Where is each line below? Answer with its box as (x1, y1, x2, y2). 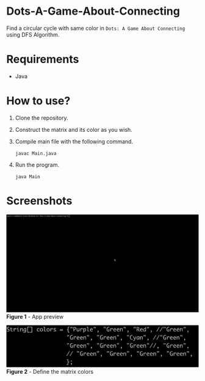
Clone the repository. (15, 114, 68, 122)
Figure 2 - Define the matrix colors (6, 368, 93, 376)
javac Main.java (15, 150, 57, 156)
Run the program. (15, 161, 60, 169)
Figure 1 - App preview (6, 313, 64, 321)
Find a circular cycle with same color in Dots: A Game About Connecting (6, 24, 185, 32)
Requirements (6, 53, 79, 67)
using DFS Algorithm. (6, 31, 60, 38)
